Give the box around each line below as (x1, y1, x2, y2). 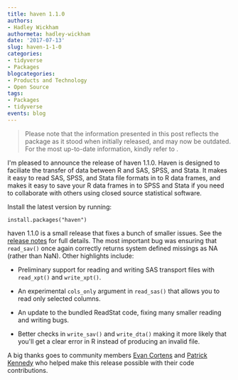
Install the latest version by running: (7, 202, 112, 211)
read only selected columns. (17, 294, 101, 303)
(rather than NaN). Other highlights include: (7, 251, 134, 260)
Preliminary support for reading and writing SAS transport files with (17, 265, 215, 274)
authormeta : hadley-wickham (7, 30, 91, 38)
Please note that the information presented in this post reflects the (24, 129, 219, 138)
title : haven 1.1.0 (7, 10, 65, 18)
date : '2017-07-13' (7, 37, 65, 44)
